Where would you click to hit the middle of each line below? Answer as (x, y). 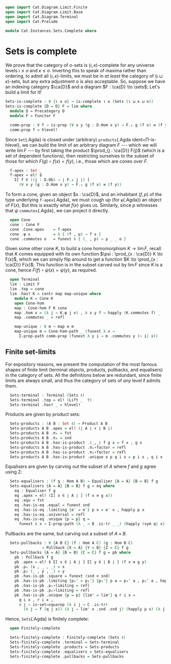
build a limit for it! (23, 92)
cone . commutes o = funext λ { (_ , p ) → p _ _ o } (68, 239)
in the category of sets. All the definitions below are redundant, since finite (83, 375)
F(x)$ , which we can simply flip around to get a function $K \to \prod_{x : (82, 259)
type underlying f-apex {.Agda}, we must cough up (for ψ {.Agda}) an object (83, 200)
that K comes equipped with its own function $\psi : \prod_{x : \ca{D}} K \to (84, 254)
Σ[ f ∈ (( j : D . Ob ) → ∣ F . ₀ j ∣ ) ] (52, 180)
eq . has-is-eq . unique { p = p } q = (52, 519)
